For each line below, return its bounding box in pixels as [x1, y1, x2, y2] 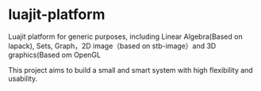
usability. [8, 74, 38, 83]
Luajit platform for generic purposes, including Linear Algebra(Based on [8, 32, 244, 41]
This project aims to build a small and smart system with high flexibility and [8, 65, 254, 74]
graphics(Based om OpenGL [8, 50, 102, 59]
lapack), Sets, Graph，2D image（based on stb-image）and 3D [8, 41, 217, 51]
